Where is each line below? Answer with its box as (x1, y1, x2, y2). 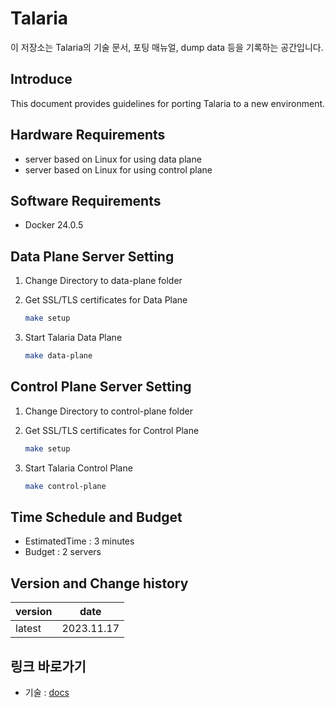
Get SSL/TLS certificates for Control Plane (24, 424, 200, 436)
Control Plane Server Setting (10, 378, 192, 396)
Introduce (10, 71, 73, 88)
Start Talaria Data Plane (24, 332, 123, 344)
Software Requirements (10, 192, 162, 209)
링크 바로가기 (10, 658, 87, 675)
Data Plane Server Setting (10, 248, 175, 265)
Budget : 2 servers (24, 546, 102, 558)
